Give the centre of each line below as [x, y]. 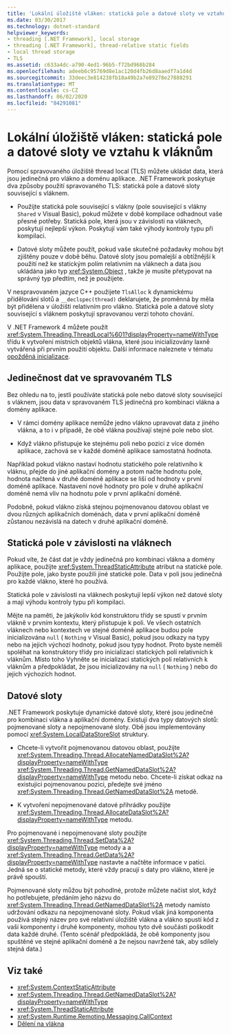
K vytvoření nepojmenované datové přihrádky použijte [94, 805]
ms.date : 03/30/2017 [37, 20]
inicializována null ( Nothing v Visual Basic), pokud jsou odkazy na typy [108, 638]
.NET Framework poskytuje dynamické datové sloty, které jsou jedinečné [110, 712]
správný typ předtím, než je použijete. [71, 278]
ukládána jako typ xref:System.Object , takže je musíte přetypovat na [114, 271]
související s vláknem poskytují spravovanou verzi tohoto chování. [101, 314]
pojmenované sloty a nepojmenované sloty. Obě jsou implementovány [107, 727]
